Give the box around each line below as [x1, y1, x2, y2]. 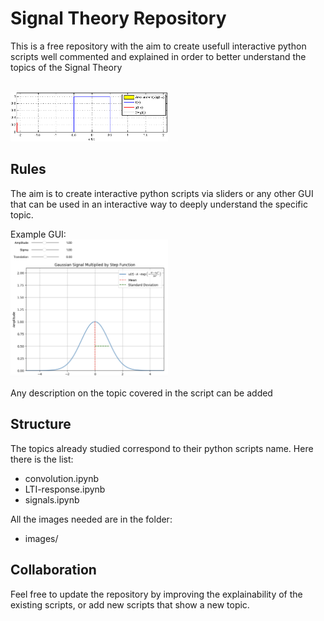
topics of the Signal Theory [10, 61, 123, 73]
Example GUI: [10, 228, 67, 240]
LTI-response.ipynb [24, 483, 106, 495]
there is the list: [10, 453, 74, 465]
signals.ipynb [24, 493, 80, 506]
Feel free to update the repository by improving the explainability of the [10, 588, 303, 600]
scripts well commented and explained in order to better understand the [10, 50, 307, 62]
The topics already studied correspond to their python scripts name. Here [10, 442, 314, 454]
